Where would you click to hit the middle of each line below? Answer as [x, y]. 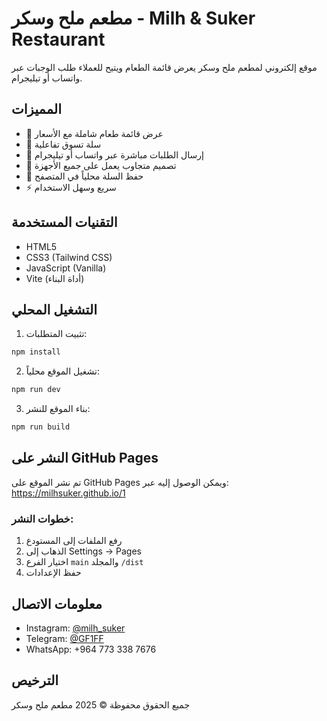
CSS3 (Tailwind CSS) [69, 257]
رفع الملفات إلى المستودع [74, 541]
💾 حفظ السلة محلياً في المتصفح [84, 176]
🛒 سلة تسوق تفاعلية [63, 144]
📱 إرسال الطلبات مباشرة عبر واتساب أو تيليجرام [114, 154]
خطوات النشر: [42, 519]
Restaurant [58, 39]
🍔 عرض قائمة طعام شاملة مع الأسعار [94, 133]
